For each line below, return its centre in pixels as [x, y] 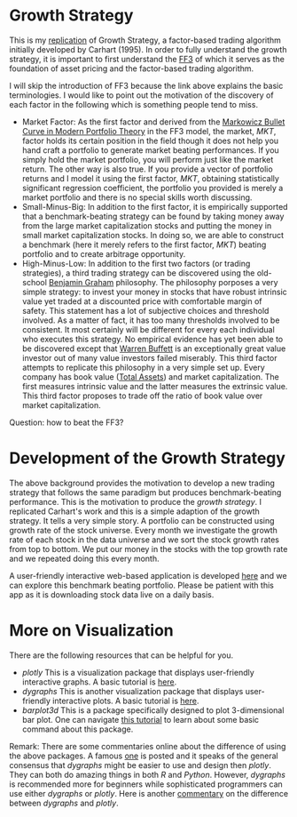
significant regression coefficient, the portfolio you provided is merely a [152, 188]
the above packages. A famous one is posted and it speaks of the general [144, 756]
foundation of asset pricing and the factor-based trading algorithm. [132, 68]
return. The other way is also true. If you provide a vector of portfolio [147, 169]
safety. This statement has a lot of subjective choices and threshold [145, 310]
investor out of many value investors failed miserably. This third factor [149, 357]
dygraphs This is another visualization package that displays [133, 691]
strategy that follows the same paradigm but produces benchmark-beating [145, 492]
